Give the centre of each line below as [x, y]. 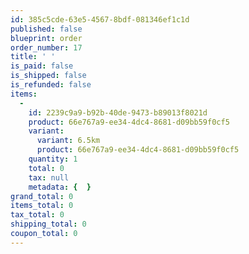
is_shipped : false [48, 76]
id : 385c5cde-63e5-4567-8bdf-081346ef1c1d [100, 19]
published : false [46, 29]
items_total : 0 [42, 206]
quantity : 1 [53, 159]
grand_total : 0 [42, 196]
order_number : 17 [46, 47]
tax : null [49, 177]
